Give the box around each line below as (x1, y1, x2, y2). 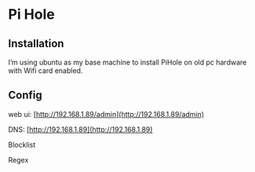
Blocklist (8, 140, 36, 149)
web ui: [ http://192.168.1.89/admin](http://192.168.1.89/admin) (8, 109, 205, 119)
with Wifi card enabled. (8, 66, 83, 75)
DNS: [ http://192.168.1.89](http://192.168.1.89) (8, 124, 153, 134)
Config (8, 89, 42, 102)
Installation (8, 37, 64, 50)
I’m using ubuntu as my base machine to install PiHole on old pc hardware (8, 57, 247, 67)
